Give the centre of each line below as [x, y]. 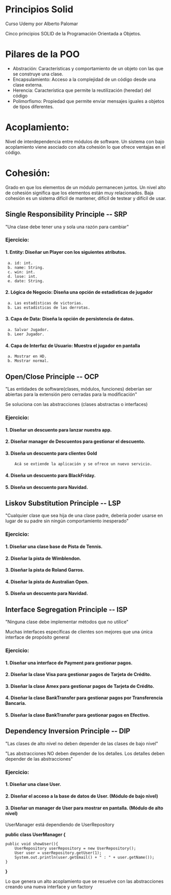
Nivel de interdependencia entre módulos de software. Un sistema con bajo [85, 141]
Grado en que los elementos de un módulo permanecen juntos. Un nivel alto [85, 187]
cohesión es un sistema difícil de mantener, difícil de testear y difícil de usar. [86, 198]
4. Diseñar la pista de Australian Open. [47, 582]
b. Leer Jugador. [26, 334]
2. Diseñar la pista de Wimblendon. [43, 558]
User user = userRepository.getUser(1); [58, 853]
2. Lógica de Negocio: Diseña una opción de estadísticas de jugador [79, 292]
